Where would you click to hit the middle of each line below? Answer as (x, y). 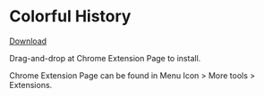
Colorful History (70, 16)
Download (28, 41)
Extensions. (31, 85)
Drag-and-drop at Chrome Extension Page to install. (105, 58)
